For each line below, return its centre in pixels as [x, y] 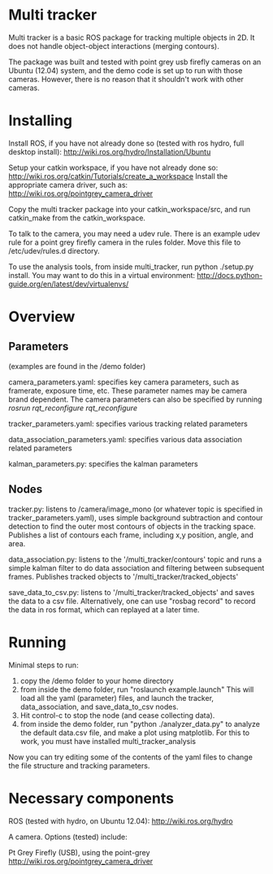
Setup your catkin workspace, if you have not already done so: [113, 167]
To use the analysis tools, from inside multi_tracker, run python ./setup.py [131, 267]
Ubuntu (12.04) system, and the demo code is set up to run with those [126, 70]
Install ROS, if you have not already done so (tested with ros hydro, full [126, 143]
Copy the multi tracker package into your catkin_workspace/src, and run [129, 209]
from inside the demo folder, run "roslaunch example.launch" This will [137, 689]
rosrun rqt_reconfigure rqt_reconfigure [73, 407]
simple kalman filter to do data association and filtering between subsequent [136, 567]
